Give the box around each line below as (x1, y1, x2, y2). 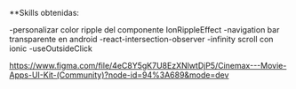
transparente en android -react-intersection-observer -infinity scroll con (9, 34, 274, 44)
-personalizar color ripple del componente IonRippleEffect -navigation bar (9, 25, 280, 34)
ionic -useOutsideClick (9, 43, 93, 54)
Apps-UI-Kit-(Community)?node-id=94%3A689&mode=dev (9, 70, 229, 80)
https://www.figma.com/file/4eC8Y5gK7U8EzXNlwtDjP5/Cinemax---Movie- (9, 61, 287, 70)
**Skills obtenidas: (9, 8, 80, 18)
